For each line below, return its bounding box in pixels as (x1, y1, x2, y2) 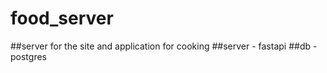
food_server (10, 7, 114, 30)
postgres (10, 50, 47, 62)
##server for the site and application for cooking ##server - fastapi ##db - (10, 40, 318, 52)
